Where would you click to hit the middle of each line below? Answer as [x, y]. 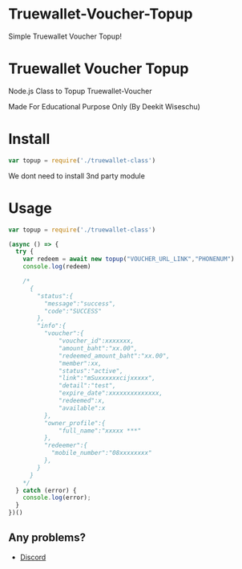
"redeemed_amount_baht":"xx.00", [115, 356]
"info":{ [52, 326]
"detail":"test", [87, 386]
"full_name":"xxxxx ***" [100, 431]
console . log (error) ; [57, 498]
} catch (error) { [46, 490]
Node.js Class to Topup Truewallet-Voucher [80, 91]
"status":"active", [91, 370]
